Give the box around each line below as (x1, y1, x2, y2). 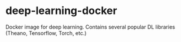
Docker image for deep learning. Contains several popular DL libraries (5, 23, 175, 30)
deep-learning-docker (5, 4, 117, 17)
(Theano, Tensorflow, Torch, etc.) (5, 29, 87, 36)
